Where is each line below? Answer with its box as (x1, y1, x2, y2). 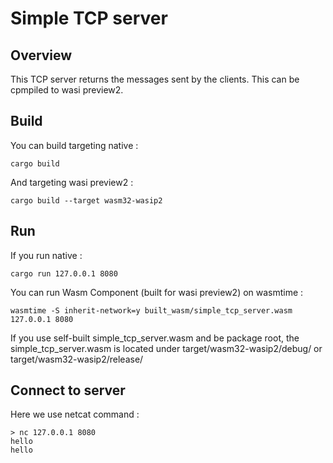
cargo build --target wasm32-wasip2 (10, 195, 163, 206)
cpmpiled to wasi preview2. (10, 84, 124, 96)
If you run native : (10, 249, 83, 261)
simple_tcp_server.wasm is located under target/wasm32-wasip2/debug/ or (10, 342, 323, 354)
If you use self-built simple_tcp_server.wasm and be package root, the (10, 332, 300, 344)
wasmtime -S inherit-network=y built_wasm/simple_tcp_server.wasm (10, 305, 293, 316)
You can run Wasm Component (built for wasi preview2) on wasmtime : (10, 286, 304, 298)
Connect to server (10, 382, 126, 399)
